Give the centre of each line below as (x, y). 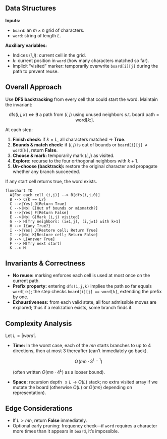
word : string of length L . (37, 35)
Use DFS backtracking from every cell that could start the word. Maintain (81, 99)
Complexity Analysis (39, 323)
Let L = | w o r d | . (21, 336)
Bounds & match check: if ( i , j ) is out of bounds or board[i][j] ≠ (80, 145)
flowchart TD (19, 190)
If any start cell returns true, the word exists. (51, 181)
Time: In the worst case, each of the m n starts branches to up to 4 (82, 346)
